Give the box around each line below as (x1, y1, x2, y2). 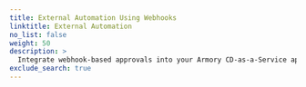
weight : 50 (9, 38, 51, 48)
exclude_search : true (9, 64, 92, 73)
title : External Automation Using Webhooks (9, 13, 178, 23)
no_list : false (9, 30, 67, 39)
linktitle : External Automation (9, 22, 132, 31)
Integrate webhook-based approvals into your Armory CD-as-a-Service (17, 55, 287, 64)
